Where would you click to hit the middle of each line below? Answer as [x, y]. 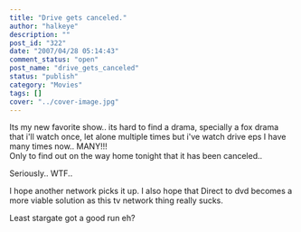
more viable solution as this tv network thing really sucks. [117, 200]
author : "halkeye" [44, 26]
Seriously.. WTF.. [41, 173]
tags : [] [26, 93]
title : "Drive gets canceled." [68, 18]
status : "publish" [44, 77]
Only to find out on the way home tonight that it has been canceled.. [136, 156]
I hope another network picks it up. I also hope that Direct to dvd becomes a [151, 191]
